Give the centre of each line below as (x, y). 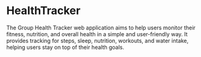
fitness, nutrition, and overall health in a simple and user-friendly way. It (97, 34)
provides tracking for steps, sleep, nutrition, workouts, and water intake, (97, 40)
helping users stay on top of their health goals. (65, 47)
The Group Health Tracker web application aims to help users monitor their (101, 28)
